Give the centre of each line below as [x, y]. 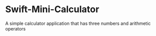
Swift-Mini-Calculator [52, 9]
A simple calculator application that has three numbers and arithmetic [78, 23]
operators [15, 28]
